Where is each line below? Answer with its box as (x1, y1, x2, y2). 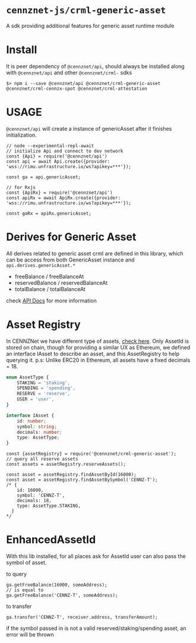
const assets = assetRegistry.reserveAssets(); (6, 461, 127, 468)
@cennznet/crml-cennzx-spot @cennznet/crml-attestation (6, 86, 147, 92)
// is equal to (6, 587, 44, 593)
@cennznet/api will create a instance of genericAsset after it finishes (6, 125, 172, 132)
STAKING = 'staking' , (17, 380, 70, 386)
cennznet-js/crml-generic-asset (6, 5, 166, 16)
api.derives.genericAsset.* (6, 262, 76, 269)
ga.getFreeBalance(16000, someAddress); (6, 582, 108, 588)
